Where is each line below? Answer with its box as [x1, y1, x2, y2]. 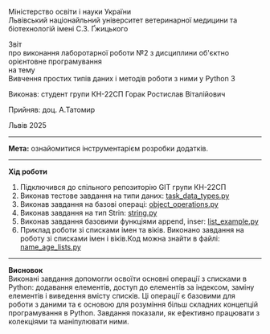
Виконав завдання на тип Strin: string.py [19, 208, 157, 217]
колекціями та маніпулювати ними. [8, 317, 130, 326]
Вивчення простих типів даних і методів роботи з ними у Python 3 [8, 74, 235, 83]
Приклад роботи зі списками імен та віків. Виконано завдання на [19, 225, 245, 234]
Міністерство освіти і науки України [8, 7, 131, 16]
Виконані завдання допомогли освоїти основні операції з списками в [8, 274, 247, 283]
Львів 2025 [8, 121, 47, 130]
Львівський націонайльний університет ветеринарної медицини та [8, 15, 238, 25]
